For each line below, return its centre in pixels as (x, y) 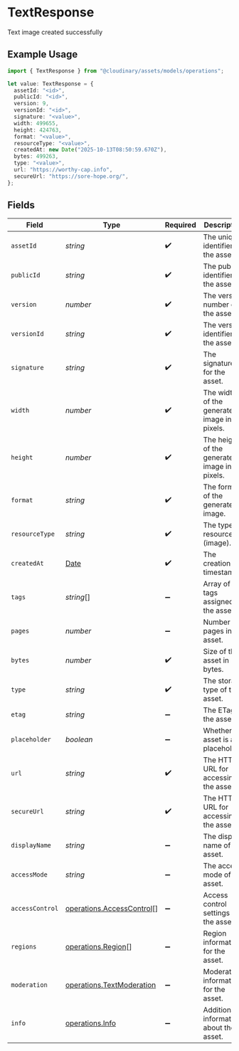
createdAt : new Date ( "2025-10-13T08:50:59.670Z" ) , (90, 150)
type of (215, 690)
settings (217, 913)
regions (24, 947)
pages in (218, 631)
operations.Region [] (99, 947)
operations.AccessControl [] (112, 909)
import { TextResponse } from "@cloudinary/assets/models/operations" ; (116, 71)
